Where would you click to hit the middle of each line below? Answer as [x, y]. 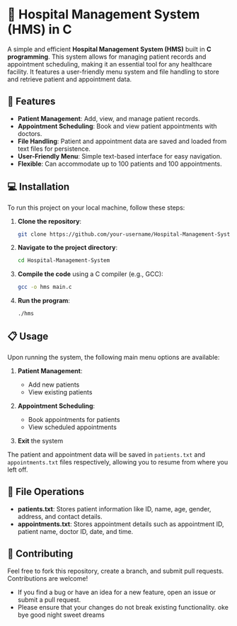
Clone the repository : [50, 221]
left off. [18, 469]
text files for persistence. [54, 149]
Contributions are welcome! [48, 578]
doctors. [30, 133]
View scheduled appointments [72, 427]
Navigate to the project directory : [68, 248]
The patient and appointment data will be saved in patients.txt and [106, 454]
